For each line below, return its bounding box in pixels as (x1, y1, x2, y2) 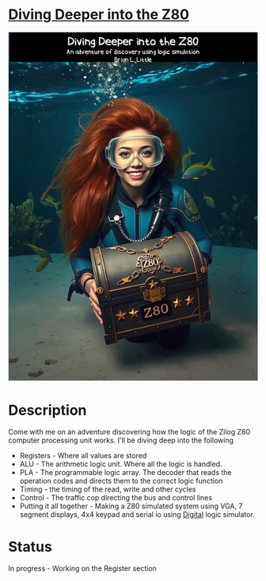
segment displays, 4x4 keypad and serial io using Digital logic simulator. (19, 510, 255, 519)
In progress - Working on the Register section (8, 564, 157, 573)
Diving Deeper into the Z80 (8, 6, 190, 24)
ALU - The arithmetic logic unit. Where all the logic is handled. (19, 459, 223, 469)
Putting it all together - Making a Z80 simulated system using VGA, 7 (19, 501, 243, 511)
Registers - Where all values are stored (19, 451, 147, 461)
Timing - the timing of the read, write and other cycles (19, 484, 196, 494)
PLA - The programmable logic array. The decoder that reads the (19, 468, 232, 477)
